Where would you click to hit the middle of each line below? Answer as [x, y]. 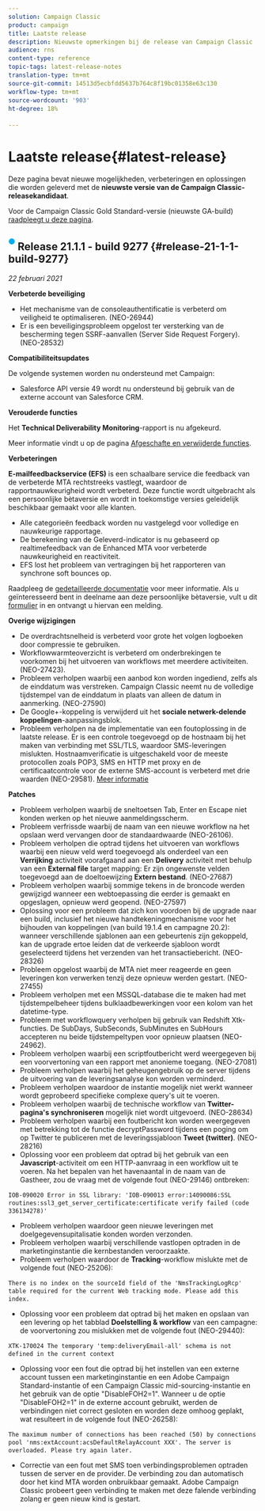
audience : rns [32, 50]
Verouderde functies [43, 412]
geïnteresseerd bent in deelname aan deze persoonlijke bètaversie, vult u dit [133, 597]
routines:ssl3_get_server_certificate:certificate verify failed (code [129, 1203]
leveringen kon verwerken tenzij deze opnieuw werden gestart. [122, 978]
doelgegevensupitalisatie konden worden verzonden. [106, 1234]
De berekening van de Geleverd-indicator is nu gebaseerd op [119, 539]
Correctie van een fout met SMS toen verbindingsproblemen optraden [134, 1465]
